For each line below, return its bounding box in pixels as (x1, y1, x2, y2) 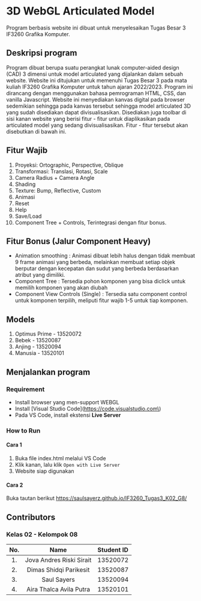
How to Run (6, 426, 41, 434)
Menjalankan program (6, 367, 91, 377)
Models (6, 314, 35, 324)
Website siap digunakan (14, 467, 74, 475)
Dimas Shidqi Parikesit (26, 566, 90, 574)
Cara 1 (6, 441, 22, 449)
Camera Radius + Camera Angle (14, 174, 95, 181)
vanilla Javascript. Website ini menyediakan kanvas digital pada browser (6, 96, 185, 103)
